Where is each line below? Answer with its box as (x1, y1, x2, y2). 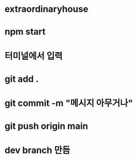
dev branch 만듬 (4, 145, 70, 156)
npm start (4, 26, 46, 38)
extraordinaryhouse (4, 3, 89, 15)
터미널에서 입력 (4, 51, 63, 61)
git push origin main (4, 120, 89, 132)
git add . (4, 73, 39, 85)
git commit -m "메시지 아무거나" (4, 98, 133, 108)
